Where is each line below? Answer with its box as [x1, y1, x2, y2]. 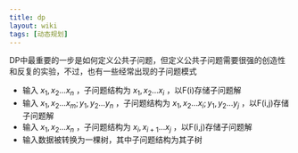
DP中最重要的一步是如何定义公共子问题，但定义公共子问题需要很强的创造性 [9, 55, 286, 66]
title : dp [9, 12, 46, 22]
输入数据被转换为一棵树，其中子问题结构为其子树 [21, 134, 203, 145]
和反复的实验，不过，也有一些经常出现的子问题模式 [9, 66, 197, 76]
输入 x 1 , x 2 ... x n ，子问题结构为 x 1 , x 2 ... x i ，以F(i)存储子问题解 [21, 85, 242, 98]
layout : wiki [9, 21, 58, 30]
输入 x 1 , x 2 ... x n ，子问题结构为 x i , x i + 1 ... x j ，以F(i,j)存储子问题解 [21, 121, 252, 134]
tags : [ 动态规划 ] [9, 29, 69, 38]
